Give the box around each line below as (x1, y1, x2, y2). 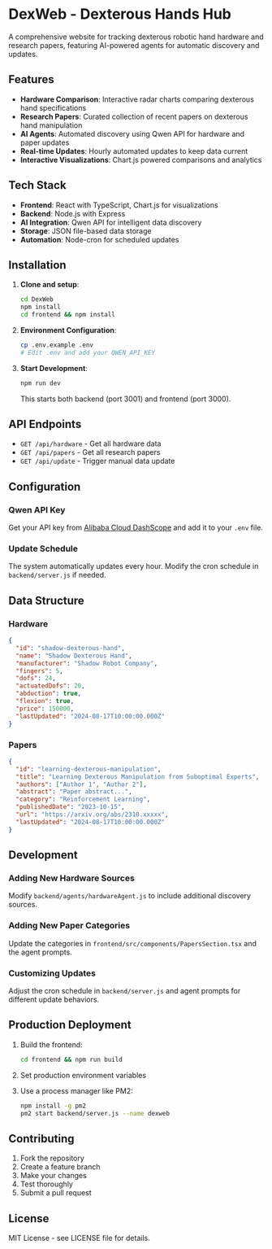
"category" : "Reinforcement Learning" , (15, 795, 151, 804)
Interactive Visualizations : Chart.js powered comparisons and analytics (19, 155, 262, 164)
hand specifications (19, 103, 87, 112)
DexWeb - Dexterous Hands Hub (8, 5, 231, 24)
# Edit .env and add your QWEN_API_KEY (19, 348, 156, 356)
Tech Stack (8, 178, 67, 192)
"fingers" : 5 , (15, 666, 63, 675)
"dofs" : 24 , (15, 675, 57, 683)
